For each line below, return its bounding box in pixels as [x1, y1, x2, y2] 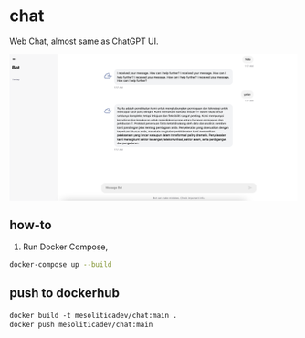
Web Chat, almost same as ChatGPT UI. [9, 36, 159, 47]
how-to [9, 217, 52, 233]
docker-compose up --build [9, 260, 112, 269]
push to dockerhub [9, 285, 121, 301]
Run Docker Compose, [22, 241, 108, 252]
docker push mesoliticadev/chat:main [9, 320, 153, 329]
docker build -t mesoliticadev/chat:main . [9, 311, 178, 320]
